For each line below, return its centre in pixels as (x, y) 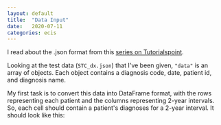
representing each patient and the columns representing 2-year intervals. (111, 101)
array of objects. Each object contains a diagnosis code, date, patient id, (109, 73)
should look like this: (36, 115)
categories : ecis (32, 33)
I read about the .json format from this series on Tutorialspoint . (95, 52)
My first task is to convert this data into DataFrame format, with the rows (109, 93)
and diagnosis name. (37, 80)
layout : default (30, 13)
